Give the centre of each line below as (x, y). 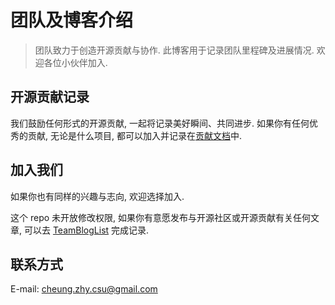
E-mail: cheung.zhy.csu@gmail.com (84, 289)
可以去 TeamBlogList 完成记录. (86, 230)
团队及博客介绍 (72, 20)
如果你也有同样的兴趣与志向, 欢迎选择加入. (97, 196)
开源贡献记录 (50, 97)
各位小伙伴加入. (75, 62)
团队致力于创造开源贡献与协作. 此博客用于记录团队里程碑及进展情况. (174, 50)
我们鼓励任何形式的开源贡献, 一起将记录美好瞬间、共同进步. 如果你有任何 (160, 123)
